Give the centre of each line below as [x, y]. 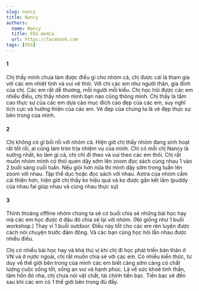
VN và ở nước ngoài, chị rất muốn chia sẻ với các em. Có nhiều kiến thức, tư [99, 256]
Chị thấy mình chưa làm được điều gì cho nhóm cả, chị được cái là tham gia [98, 78]
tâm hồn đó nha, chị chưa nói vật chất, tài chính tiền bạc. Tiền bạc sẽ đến [96, 275]
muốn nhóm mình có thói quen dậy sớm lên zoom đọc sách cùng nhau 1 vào [99, 161]
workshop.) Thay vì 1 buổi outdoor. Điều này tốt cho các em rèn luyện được [98, 226]
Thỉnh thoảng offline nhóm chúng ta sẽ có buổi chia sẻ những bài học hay [97, 213]
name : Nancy [26, 28]
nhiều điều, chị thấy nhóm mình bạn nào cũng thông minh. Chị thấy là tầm [97, 97]
